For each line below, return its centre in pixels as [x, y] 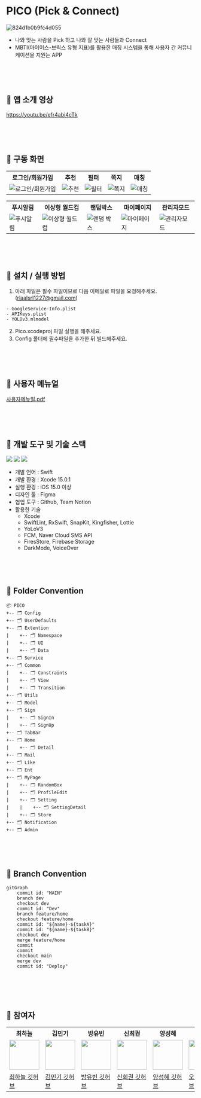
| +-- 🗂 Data [28, 650]
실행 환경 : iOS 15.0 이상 [43, 487]
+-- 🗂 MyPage [23, 777]
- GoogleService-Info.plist [41, 309]
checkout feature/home [45, 919]
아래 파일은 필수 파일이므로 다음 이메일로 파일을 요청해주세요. [86, 291]
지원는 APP [49, 54]
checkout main [34, 956]
